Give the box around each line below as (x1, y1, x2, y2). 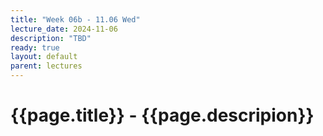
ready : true (10, 42, 60, 53)
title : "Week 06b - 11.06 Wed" (10, 14, 141, 25)
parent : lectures (10, 61, 83, 71)
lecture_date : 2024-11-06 (10, 24, 118, 34)
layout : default (10, 52, 78, 62)
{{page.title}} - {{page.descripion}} (10, 104, 315, 127)
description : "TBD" (10, 33, 92, 43)
